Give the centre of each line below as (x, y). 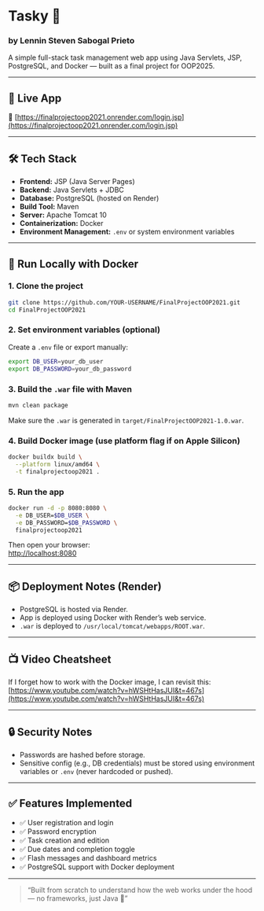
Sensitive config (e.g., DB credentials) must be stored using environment (137, 763)
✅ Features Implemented (70, 804)
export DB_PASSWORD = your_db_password (70, 369)
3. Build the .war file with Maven (70, 389)
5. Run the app (36, 492)
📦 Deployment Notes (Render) (85, 586)
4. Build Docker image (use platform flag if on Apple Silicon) (125, 441)
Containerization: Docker (61, 223)
